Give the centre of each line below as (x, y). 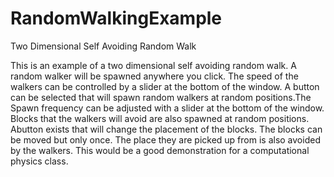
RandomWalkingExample (116, 18)
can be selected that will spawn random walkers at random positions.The (161, 97)
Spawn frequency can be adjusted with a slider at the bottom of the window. (167, 108)
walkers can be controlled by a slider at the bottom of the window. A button (165, 86)
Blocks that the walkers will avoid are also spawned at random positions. (160, 118)
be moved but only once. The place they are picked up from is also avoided (165, 139)
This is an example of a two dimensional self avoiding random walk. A (153, 65)
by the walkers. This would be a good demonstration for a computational (160, 150)
